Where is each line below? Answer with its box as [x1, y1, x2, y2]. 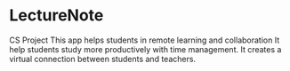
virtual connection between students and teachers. [9, 53, 197, 64]
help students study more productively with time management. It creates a [9, 43, 282, 54]
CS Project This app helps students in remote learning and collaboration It [9, 35, 280, 45]
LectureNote [9, 5, 104, 26]
